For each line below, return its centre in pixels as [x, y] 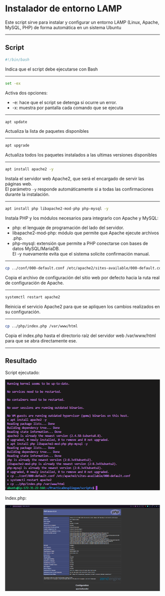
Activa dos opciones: [27, 93]
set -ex [13, 83]
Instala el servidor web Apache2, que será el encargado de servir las [75, 179]
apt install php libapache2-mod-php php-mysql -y [57, 209]
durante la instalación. [27, 194]
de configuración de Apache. [35, 283]
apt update [16, 122]
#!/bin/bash [17, 60]
